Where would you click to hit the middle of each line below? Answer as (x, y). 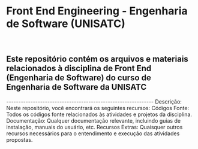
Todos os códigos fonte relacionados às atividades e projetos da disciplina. (99, 114)
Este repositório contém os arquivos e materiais (97, 59)
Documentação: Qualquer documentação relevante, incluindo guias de (94, 120)
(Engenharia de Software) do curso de (79, 78)
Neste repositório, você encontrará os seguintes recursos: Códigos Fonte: (98, 108)
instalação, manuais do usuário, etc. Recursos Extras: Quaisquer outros (94, 127)
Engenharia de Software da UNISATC (76, 87)
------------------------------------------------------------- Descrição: (94, 101)
